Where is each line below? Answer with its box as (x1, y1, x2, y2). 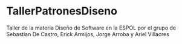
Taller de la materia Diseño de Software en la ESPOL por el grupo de (6, 24, 177, 31)
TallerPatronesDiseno (6, 4, 118, 18)
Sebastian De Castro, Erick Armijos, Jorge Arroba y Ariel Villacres (6, 30, 169, 37)
